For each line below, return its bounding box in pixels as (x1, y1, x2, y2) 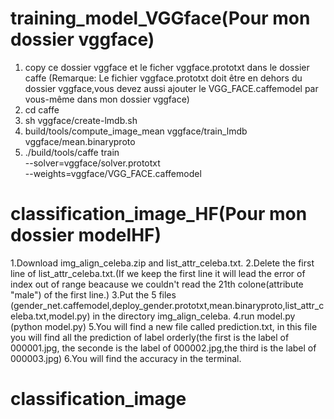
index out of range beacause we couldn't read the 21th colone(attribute (10, 278, 304, 290)
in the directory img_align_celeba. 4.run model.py (92, 310, 296, 322)
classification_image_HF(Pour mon (10, 203, 308, 226)
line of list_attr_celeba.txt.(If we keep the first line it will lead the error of (10, 267, 306, 279)
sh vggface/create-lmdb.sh (24, 114, 138, 126)
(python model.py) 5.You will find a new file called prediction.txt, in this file (10, 320, 318, 332)
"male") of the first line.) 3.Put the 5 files (10, 288, 177, 301)
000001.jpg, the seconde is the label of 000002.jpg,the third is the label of (10, 342, 317, 354)
